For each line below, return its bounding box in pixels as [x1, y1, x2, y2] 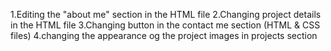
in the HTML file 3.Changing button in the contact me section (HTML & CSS [10, 19, 321, 31]
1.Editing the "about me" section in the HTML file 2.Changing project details [10, 9, 322, 20]
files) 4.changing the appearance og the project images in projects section [10, 30, 318, 41]
